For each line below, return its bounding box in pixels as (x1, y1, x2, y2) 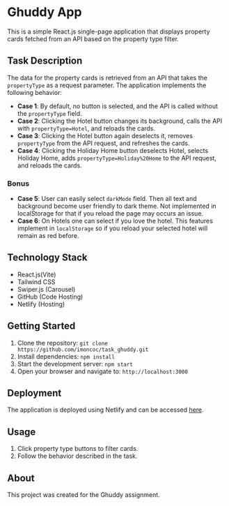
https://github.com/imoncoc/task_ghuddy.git (17, 346, 149, 353)
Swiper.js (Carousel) (17, 285, 76, 293)
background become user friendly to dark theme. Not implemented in (17, 202, 217, 210)
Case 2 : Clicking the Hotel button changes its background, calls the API (17, 117, 223, 125)
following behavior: (7, 88, 63, 96)
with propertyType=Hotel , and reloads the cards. (17, 124, 155, 133)
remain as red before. (17, 232, 79, 240)
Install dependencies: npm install (17, 352, 115, 360)
